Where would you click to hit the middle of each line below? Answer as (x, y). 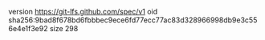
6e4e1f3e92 (28, 28)
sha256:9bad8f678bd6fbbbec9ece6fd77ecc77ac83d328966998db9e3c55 (133, 20)
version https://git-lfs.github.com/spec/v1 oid (83, 12)
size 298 (64, 28)
